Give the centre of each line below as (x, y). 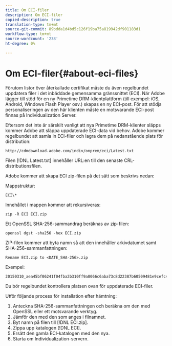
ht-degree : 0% (20, 44)
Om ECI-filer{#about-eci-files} (72, 73)
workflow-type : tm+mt (28, 34)
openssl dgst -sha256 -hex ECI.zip (43, 233)
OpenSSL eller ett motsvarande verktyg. (55, 311)
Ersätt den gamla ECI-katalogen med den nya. (61, 333)
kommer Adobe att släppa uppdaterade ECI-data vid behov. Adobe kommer (85, 130)
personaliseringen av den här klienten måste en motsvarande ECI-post (80, 110)
